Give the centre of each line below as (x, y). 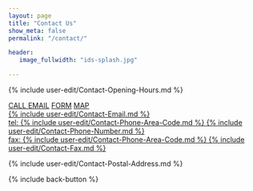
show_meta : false (37, 30)
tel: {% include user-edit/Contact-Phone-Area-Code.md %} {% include (125, 122)
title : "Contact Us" (43, 23)
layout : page (30, 16)
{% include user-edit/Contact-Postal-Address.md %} (96, 164)
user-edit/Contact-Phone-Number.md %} (77, 131)
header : (21, 53)
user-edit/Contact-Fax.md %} (57, 148)
